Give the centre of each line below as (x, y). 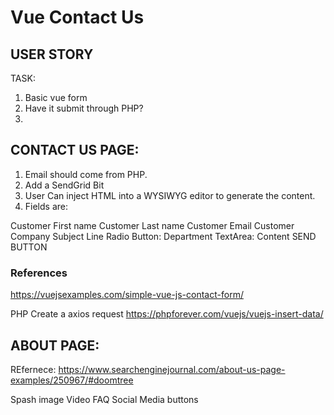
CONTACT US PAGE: (75, 150)
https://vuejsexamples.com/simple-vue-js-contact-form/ (127, 295)
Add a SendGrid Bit (64, 185)
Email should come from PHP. (86, 174)
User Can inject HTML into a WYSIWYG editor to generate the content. (170, 195)
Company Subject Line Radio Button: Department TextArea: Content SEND (163, 236)
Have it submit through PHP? (84, 108)
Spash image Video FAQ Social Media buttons (104, 399)
